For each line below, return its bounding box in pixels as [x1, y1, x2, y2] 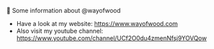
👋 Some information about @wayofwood [6, 7, 121, 14]
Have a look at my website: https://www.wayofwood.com [16, 20, 178, 27]
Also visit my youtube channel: [16, 27, 104, 35]
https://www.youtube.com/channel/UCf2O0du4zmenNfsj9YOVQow [16, 34, 207, 42]
